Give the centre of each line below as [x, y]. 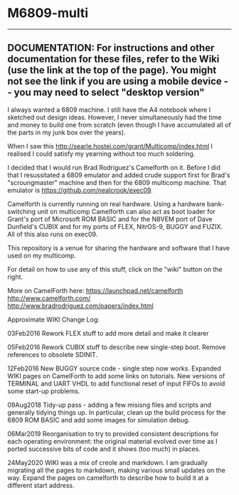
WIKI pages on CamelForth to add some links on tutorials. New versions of [116, 376]
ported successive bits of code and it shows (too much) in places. [104, 449]
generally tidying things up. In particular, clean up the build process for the [117, 412]
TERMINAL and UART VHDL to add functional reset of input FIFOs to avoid [116, 383]
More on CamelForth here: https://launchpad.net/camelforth [95, 290]
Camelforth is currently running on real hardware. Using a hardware [106, 203]
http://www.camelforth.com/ [49, 298]
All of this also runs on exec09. [53, 234]
